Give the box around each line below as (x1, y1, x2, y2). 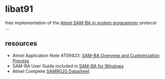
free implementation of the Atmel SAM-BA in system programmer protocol (5, 20, 157, 26)
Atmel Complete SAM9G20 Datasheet (12, 68, 90, 74)
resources (5, 39, 37, 48)
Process (12, 58, 30, 64)
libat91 (5, 3, 33, 15)
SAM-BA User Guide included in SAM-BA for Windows (12, 63, 124, 69)
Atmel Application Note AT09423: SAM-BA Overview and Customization (12, 52, 160, 58)
